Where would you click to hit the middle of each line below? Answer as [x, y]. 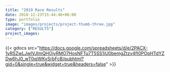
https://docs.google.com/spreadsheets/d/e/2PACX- [93, 48]
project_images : [22, 33]
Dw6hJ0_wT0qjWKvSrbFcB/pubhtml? [45, 59]
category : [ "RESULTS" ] [29, 29]
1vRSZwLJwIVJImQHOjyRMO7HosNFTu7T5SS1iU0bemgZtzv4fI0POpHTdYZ [85, 53]
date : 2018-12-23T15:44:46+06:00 [41, 15]
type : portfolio [22, 19]
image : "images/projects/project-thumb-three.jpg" [60, 24]
